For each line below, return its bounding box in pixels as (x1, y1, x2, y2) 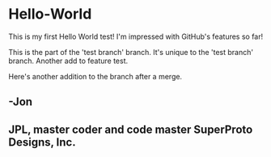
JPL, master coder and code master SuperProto (8, 122, 253, 136)
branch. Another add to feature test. (8, 56, 129, 66)
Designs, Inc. (8, 135, 76, 149)
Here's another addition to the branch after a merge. (8, 71, 183, 81)
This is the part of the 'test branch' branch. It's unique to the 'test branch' (8, 47, 253, 57)
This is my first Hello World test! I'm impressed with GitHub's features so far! (8, 32, 264, 41)
